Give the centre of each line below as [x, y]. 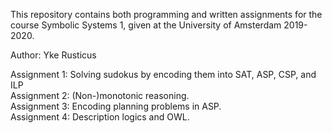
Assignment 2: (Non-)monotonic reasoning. [100, 95]
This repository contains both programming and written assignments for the [166, 14]
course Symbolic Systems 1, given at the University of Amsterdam [146, 25]
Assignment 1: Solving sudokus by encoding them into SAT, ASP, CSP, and [163, 74]
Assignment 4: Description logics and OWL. [100, 117]
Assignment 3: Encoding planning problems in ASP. [116, 106]
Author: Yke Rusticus [53, 55]
